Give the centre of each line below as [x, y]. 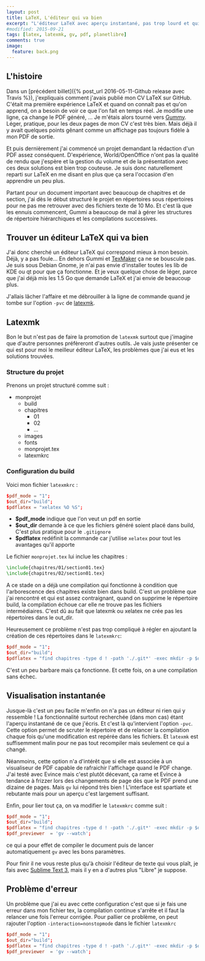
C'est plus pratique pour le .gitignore [63, 532]
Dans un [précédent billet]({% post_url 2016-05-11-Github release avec [95, 91]
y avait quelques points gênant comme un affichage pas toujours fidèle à [98, 130]
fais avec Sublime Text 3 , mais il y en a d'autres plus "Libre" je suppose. [97, 870]
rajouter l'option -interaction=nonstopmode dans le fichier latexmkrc [92, 923]
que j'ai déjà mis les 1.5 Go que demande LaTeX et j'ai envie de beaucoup [99, 278]
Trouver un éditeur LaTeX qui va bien [77, 238]
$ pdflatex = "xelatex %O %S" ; [45, 507]
